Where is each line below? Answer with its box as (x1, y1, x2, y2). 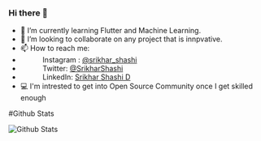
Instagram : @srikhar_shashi (42, 55, 137, 65)
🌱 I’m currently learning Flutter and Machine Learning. (20, 26, 202, 36)
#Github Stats (8, 109, 54, 118)
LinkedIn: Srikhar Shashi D (42, 72, 131, 82)
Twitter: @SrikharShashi (42, 64, 124, 74)
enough (20, 93, 46, 103)
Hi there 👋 (8, 7, 49, 19)
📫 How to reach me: (20, 44, 90, 53)
